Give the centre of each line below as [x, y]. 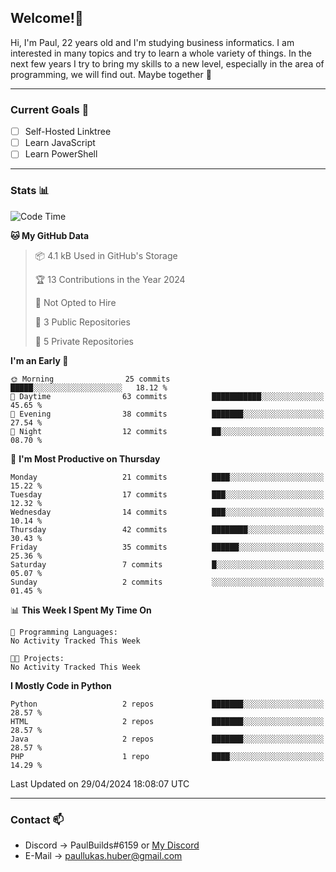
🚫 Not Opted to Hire [75, 302]
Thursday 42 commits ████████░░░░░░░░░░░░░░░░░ [167, 529]
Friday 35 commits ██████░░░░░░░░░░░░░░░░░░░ [167, 547]
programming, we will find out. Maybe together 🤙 [111, 74]
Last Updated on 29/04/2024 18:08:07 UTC [100, 783]
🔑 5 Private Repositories [84, 341]
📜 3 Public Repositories [82, 322]
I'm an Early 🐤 [39, 360]
